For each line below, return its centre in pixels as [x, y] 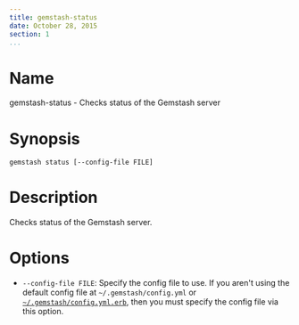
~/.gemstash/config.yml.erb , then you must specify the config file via [150, 302]
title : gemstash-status [54, 17]
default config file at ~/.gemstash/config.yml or [109, 292]
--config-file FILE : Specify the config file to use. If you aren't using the [156, 283]
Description [54, 198]
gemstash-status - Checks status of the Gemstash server [115, 102]
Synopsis [45, 138]
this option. [43, 312]
